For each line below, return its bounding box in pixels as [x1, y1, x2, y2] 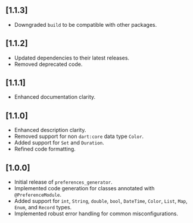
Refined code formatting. [14, 146, 76, 153]
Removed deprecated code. [14, 60, 83, 68]
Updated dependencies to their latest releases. [14, 54, 129, 61]
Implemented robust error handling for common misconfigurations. [14, 210, 179, 217]
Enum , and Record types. [14, 204, 72, 211]
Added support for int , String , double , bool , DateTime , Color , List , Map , [14, 197, 188, 205]
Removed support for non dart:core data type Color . [14, 133, 144, 140]
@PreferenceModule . [14, 191, 62, 199]
